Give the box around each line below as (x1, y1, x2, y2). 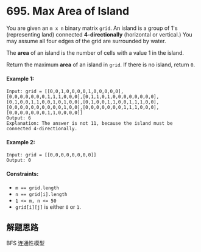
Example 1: (6, 75, 35, 82)
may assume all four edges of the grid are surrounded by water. (6, 37, 166, 44)
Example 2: (6, 138, 35, 145)
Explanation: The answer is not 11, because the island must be (6, 121, 173, 127)
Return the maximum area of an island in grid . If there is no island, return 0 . (6, 61, 196, 68)
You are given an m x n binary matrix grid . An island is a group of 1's (6, 24, 178, 32)
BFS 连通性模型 (6, 239, 45, 247)
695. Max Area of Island (6, 4, 130, 18)
